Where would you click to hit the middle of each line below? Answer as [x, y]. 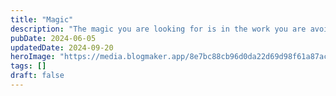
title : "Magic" [42, 19]
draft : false [37, 76]
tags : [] [28, 66]
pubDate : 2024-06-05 [53, 38]
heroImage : [33, 57]
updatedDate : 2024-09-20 [62, 47]
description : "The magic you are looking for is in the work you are [158, 29]
